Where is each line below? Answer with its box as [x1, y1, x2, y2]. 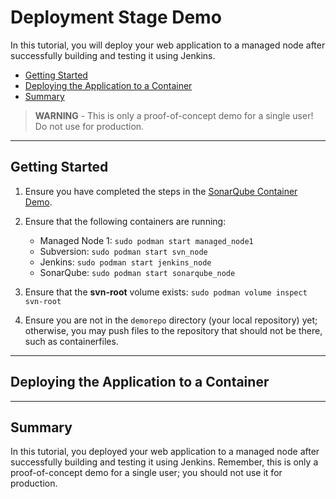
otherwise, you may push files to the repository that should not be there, [24, 324, 323, 336]
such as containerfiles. [24, 335, 119, 347]
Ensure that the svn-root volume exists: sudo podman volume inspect [24, 286, 308, 298]
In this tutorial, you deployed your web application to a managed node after [10, 446, 320, 458]
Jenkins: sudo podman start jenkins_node [39, 256, 212, 268]
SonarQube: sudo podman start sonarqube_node [39, 266, 236, 278]
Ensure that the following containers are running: [24, 215, 227, 227]
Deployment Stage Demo [10, 6, 222, 29]
